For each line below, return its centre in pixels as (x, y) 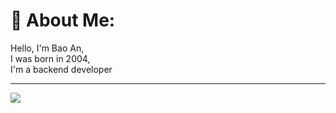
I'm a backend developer (61, 69)
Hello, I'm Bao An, (47, 48)
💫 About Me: (63, 20)
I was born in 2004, (50, 58)
